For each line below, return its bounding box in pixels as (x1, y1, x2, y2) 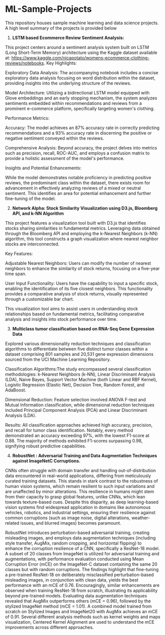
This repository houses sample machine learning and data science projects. (5, 20, 159, 26)
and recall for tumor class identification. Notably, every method (5, 427, 133, 433)
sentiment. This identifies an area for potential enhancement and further (5, 190, 152, 196)
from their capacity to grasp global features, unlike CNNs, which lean (5, 493, 145, 499)
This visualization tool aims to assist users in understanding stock (5, 305, 138, 311)
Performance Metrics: (5, 115, 50, 121)
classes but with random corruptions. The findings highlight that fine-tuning (5, 566, 159, 572)
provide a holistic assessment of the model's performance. (5, 155, 125, 161)
